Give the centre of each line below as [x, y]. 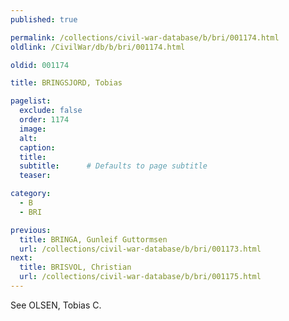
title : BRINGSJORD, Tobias [66, 83]
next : [21, 258]
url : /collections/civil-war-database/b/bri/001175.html [140, 277]
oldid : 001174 [40, 65]
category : [31, 194]
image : [33, 129]
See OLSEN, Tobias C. [56, 305]
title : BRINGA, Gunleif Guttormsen [93, 239]
